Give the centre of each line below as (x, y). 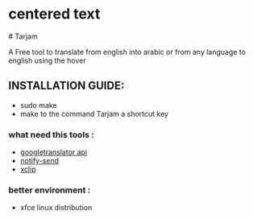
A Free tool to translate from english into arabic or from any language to (127, 52)
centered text (54, 14)
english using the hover (47, 60)
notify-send (39, 161)
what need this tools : (51, 134)
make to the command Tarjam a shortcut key (94, 114)
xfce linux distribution (56, 208)
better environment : (50, 190)
